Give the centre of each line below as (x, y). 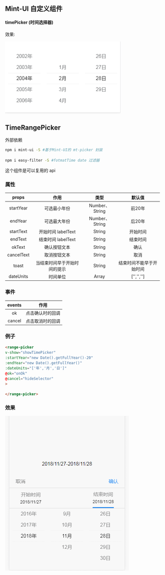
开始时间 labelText (57, 232)
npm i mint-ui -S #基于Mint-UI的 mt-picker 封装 (54, 150)
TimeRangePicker (33, 127)
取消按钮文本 (57, 255)
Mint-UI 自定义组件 (34, 9)
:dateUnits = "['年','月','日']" (36, 368)
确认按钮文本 (57, 247)
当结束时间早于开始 (55, 263)
